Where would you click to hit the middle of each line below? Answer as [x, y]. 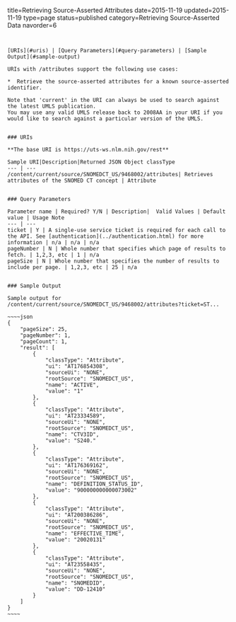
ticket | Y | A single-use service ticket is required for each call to [117, 230]
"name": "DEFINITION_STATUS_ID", [94, 484]
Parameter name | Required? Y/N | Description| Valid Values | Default [117, 212]
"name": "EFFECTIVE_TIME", [85, 534]
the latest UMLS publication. [52, 106]
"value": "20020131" [75, 540]
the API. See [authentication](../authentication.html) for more [105, 236]
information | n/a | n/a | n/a [53, 243]
